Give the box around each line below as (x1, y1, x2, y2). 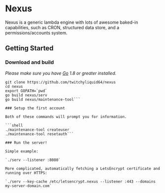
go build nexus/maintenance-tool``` (5, 97, 81, 102)
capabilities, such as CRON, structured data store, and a (5, 24, 120, 30)
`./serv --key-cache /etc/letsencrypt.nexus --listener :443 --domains (5, 179, 156, 184)
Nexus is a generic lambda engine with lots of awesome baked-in (5, 19, 138, 25)
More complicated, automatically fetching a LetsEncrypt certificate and (5, 166, 161, 171)
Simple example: (5, 149, 39, 154)
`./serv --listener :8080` (5, 157, 61, 162)
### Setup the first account (5, 106, 65, 111)
